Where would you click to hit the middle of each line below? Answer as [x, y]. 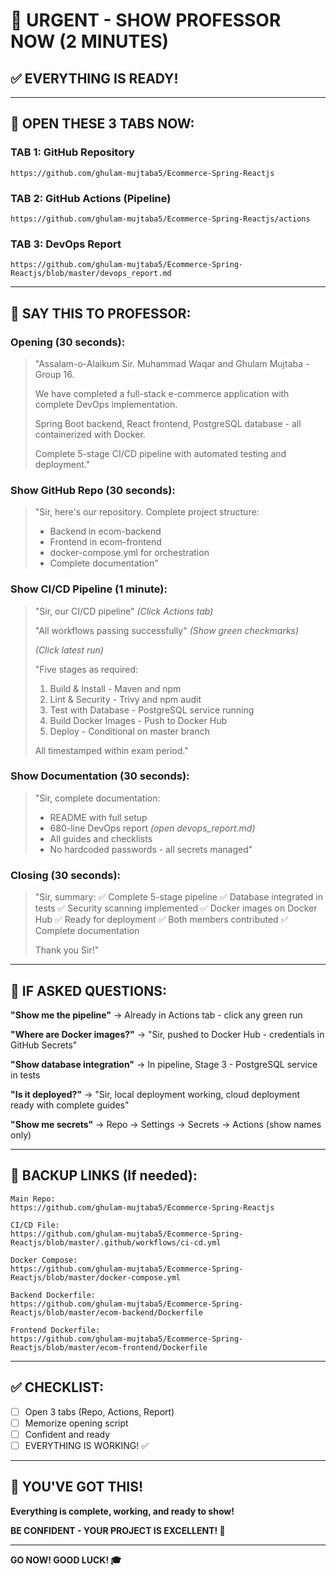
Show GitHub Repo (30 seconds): [93, 490]
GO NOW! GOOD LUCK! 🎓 [66, 1560]
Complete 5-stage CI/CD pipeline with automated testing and [160, 453]
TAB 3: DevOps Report [66, 244]
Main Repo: [33, 1199]
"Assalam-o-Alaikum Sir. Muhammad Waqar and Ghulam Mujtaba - [172, 363]
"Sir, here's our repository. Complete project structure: [147, 512]
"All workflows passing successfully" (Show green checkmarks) [167, 630]
